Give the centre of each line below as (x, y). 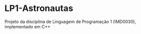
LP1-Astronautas (39, 8)
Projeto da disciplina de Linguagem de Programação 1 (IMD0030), (70, 22)
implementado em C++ (28, 26)
